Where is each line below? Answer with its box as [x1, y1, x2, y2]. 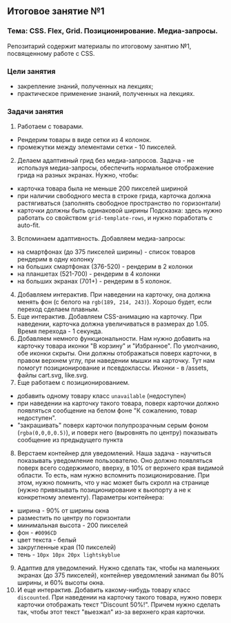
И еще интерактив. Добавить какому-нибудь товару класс [17, 586, 191, 594]
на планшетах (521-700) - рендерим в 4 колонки [17, 270, 161, 278]
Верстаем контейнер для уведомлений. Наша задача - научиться [17, 449, 212, 457]
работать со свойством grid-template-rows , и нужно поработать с [17, 214, 213, 222]
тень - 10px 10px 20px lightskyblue [17, 551, 121, 559]
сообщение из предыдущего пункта [17, 436, 123, 444]
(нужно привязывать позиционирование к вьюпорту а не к [17, 486, 192, 494]
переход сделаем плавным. [17, 305, 100, 313]
